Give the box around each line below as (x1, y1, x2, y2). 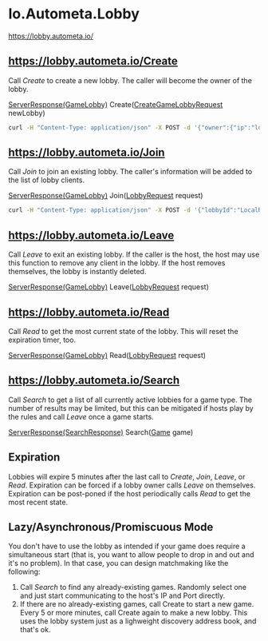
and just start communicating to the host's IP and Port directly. (19, 591, 226, 600)
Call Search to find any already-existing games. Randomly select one (19, 583, 247, 592)
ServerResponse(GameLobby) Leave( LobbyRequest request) (8, 282, 210, 292)
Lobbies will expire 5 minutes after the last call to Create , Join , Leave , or (8, 472, 246, 481)
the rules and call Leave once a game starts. (8, 412, 154, 421)
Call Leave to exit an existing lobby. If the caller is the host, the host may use (8, 249, 260, 260)
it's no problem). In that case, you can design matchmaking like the (8, 559, 229, 568)
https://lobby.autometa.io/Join (8, 145, 165, 160)
